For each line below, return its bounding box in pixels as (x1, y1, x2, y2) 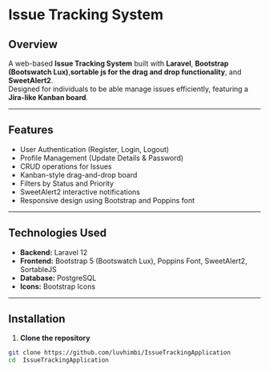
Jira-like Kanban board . (8, 93, 89, 102)
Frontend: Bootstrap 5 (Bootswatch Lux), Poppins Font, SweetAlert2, (19, 256, 248, 266)
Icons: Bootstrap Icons (19, 282, 96, 291)
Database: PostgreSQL (19, 273, 97, 282)
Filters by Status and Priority (19, 178, 114, 188)
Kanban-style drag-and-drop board (19, 170, 138, 179)
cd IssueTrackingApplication (8, 356, 110, 365)
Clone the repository (19, 334, 90, 343)
